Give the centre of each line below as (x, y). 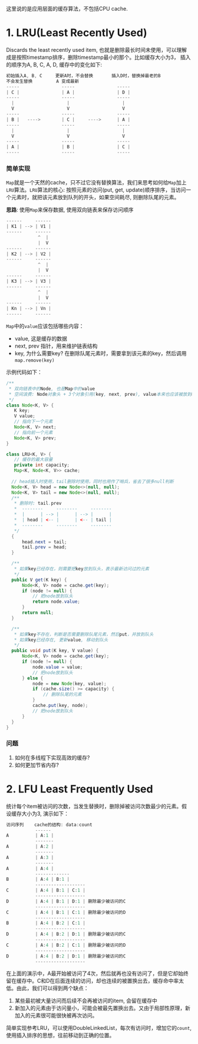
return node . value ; (56, 602)
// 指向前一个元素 (33, 432)
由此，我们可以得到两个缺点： (52, 988)
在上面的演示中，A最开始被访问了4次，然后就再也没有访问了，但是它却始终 (97, 973)
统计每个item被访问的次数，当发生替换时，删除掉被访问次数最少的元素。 (94, 806)
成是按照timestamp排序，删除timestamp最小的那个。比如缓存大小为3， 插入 (98, 57)
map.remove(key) (34, 361)
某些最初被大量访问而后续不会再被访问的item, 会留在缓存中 (86, 1001)
